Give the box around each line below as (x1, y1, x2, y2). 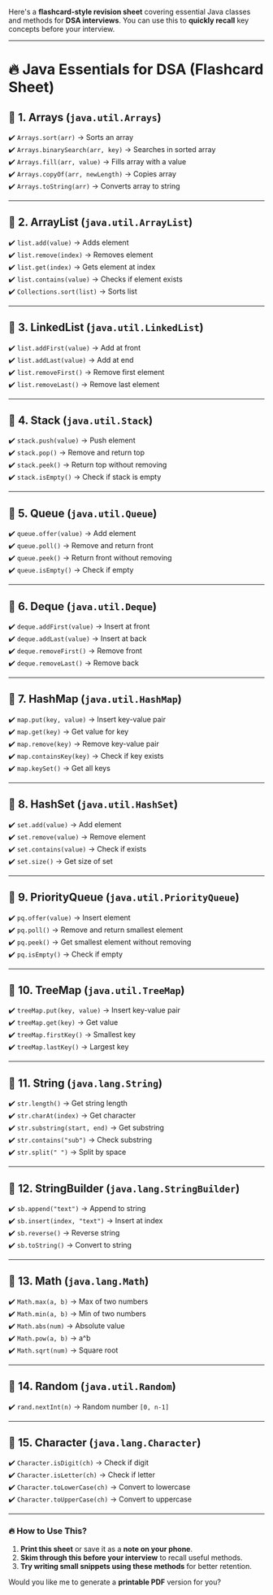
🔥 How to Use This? (8, 1525, 88, 1536)
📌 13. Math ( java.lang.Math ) (8, 1275, 149, 1288)
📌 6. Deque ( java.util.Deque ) (8, 599, 157, 613)
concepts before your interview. (8, 24, 115, 33)
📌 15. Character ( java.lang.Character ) (8, 1436, 201, 1449)
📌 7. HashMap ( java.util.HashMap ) (8, 692, 182, 706)
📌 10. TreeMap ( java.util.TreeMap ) (8, 983, 185, 997)
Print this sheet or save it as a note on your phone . (19, 1544, 193, 1554)
